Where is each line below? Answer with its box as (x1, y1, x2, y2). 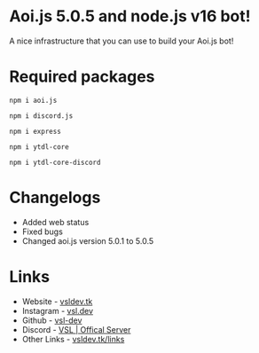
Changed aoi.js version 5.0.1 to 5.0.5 (21, 235, 154, 246)
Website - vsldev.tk (21, 295, 93, 307)
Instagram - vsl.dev (21, 305, 94, 316)
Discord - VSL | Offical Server (21, 324, 131, 334)
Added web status (21, 216, 90, 227)
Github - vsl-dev (21, 315, 82, 326)
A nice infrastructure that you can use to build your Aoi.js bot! (9, 35, 234, 46)
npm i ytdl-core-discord (9, 158, 101, 167)
